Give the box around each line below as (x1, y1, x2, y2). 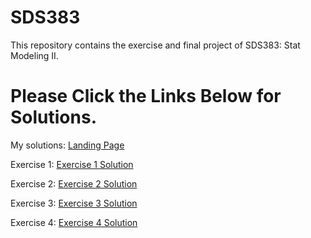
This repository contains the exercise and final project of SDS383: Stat (10, 39, 301, 51)
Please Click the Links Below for (10, 85, 282, 108)
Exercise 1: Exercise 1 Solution (10, 158, 134, 170)
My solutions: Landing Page (10, 139, 125, 151)
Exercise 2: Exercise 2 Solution (10, 177, 138, 190)
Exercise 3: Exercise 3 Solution (10, 197, 138, 209)
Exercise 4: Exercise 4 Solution (10, 216, 138, 228)
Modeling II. (10, 49, 59, 61)
